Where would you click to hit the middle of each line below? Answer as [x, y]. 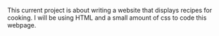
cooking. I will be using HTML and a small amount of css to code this [107, 18]
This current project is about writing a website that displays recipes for [110, 10]
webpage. [22, 25]
